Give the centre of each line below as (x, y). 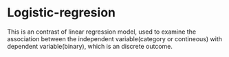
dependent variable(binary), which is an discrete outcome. (90, 46)
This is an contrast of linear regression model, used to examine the (102, 32)
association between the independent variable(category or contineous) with (115, 38)
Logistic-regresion (61, 13)
